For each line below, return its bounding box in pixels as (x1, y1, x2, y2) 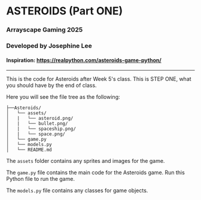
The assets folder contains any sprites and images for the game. (6, 157, 165, 165)
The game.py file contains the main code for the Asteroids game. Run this (6, 169, 185, 176)
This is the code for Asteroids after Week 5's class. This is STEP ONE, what (6, 75, 191, 83)
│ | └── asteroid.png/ (6, 116, 74, 122)
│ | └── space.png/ (6, 131, 66, 137)
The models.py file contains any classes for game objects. (6, 187, 148, 194)
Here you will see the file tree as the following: (6, 93, 121, 101)
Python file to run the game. (6, 175, 75, 183)
